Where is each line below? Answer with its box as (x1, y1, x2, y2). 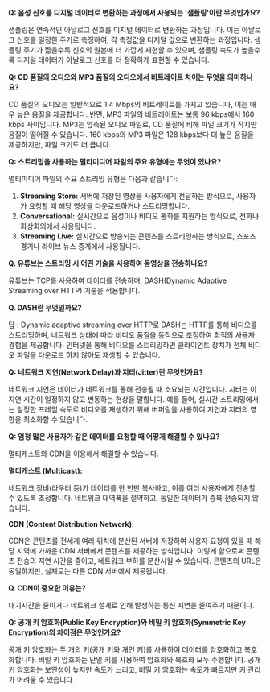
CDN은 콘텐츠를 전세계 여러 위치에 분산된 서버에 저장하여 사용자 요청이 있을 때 (8, 536, 253, 545)
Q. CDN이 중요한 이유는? (8, 583, 86, 593)
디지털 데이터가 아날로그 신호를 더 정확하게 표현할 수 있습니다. (16, 56, 211, 64)
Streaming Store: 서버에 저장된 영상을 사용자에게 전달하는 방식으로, (19, 191, 235, 201)
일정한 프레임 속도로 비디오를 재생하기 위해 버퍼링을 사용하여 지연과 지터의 (16, 404, 249, 414)
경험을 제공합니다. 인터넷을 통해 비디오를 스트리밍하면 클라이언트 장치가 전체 (8, 340, 247, 350)
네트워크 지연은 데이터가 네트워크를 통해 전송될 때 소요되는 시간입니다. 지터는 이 (8, 384, 257, 394)
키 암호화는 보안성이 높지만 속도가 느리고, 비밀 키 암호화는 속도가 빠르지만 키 (8, 665, 247, 674)
